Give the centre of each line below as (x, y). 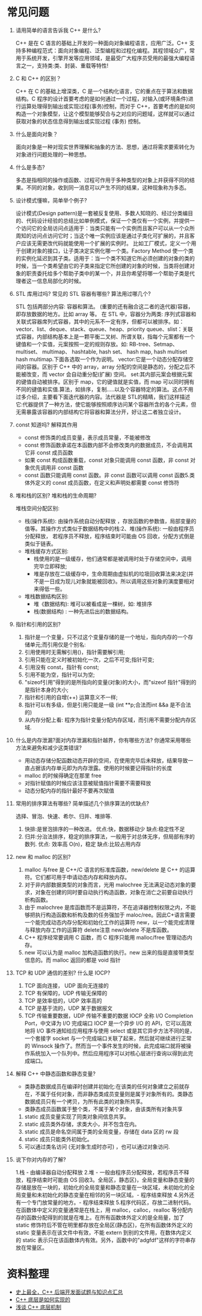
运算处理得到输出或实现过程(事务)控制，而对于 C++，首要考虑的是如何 (108, 106)
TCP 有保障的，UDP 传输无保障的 (66, 993)
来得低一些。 (49, 588)
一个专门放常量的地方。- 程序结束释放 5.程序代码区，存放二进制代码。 (108, 1202)
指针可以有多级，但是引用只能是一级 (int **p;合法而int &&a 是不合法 (108, 705)
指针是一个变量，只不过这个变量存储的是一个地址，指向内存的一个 (106, 637)
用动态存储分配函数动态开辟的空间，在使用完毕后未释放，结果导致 (106, 760)
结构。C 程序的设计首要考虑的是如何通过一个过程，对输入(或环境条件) (102, 98)
